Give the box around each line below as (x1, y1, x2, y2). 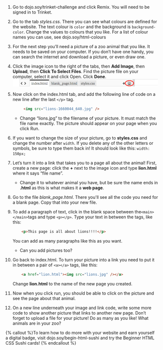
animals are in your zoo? (12, 320, 61, 326)
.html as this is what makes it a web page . (19, 185, 104, 191)
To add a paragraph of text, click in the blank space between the (12, 209, 142, 215)
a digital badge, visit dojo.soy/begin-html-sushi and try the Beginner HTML (5, 335, 155, 341)
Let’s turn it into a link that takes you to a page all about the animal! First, (12, 160, 157, 166)
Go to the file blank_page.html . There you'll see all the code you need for (12, 194, 158, 200)
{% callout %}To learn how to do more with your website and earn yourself (5, 330, 155, 336)
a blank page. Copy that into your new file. (12, 199, 97, 206)
